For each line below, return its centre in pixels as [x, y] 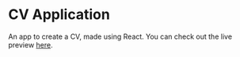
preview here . [30, 44]
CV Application [59, 15]
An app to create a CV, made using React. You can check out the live [120, 36]
